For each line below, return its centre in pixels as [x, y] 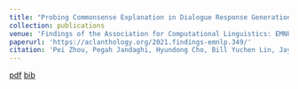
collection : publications [57, 26]
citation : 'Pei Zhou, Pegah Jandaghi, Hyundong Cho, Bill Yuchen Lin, [142, 50]
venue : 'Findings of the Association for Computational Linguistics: [141, 33]
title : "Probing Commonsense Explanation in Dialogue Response [129, 17]
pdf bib [22, 75]
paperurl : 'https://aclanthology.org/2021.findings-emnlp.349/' [130, 42]
